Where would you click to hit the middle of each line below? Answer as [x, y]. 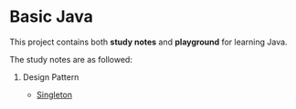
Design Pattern [51, 77]
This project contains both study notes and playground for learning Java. [148, 42]
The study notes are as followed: [71, 59]
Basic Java [52, 17]
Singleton [54, 94]
